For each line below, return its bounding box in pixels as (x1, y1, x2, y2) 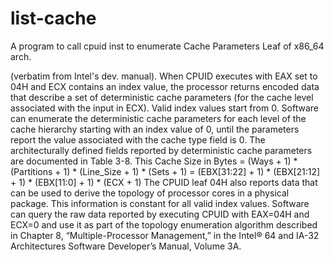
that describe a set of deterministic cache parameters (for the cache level (10, 91, 314, 103)
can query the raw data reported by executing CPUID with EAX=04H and (10, 208, 310, 220)
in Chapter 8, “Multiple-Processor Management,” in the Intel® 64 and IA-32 (10, 229, 320, 241)
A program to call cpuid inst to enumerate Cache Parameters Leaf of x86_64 (10, 40, 325, 52)
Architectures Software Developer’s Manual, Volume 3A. (10, 240, 242, 252)
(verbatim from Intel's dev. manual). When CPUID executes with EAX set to (10, 70, 318, 82)
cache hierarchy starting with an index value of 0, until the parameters (10, 123, 300, 135)
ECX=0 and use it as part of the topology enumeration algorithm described (10, 218, 318, 231)
